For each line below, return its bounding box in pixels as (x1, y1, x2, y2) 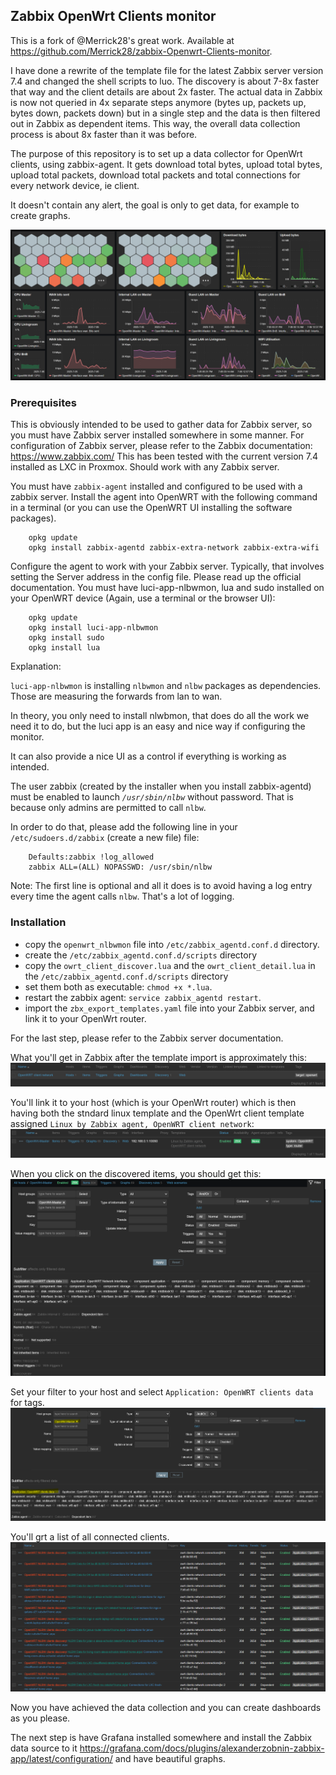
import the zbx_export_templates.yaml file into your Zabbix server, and (24, 1002, 315, 1014)
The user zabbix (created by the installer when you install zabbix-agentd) (10, 780, 312, 793)
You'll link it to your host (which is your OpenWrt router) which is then (10, 1096, 297, 1108)
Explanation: (10, 660, 62, 673)
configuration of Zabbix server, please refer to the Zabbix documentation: (10, 440, 313, 452)
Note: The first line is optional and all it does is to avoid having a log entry (10, 880, 313, 892)
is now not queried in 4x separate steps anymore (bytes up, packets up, (10, 96, 307, 108)
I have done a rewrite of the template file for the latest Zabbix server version (10, 64, 324, 76)
